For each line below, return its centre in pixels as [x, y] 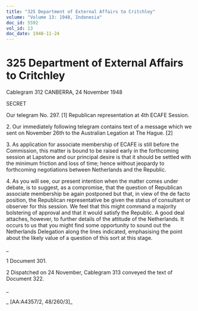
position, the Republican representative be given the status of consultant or [98, 200]
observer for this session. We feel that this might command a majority [91, 207]
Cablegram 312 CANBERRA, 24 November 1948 [65, 92]
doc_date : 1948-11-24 [33, 34]
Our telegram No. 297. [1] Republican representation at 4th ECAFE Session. [98, 115]
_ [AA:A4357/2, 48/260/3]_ [40, 302]
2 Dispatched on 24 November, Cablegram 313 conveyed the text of [89, 272]
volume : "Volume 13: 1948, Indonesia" [54, 17]
